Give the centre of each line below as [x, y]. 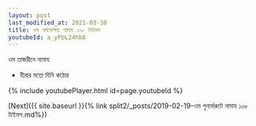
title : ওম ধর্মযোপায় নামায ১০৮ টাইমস [54, 30]
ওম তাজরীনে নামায [29, 59]
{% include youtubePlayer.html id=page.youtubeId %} [96, 91]
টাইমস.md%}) [28, 115]
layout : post [30, 15]
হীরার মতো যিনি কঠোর [44, 75]
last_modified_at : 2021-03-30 [58, 23]
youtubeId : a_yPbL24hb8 [47, 37]
